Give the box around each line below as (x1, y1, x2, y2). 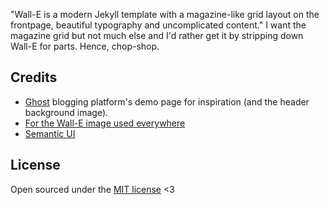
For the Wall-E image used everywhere (24, 117, 186, 129)
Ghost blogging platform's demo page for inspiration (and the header (24, 95, 310, 108)
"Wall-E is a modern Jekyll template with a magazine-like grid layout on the (10, 9, 320, 20)
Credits (10, 69, 58, 86)
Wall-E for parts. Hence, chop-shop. (10, 40, 160, 52)
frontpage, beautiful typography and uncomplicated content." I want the (10, 19, 307, 31)
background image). (24, 106, 109, 118)
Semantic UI (24, 127, 76, 139)
